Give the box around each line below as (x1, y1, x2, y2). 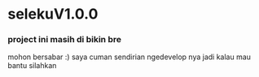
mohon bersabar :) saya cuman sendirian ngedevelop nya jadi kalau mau (7, 52, 252, 62)
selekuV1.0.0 (7, 5, 99, 24)
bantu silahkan (7, 61, 57, 71)
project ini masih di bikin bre (7, 34, 121, 45)
